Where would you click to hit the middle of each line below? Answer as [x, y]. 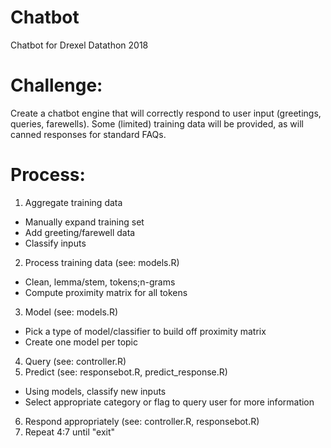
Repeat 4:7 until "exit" [70, 432]
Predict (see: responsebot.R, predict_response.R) [126, 372]
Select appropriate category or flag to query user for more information [169, 402]
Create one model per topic [81, 342]
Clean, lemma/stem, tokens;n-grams [100, 282]
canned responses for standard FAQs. [88, 134]
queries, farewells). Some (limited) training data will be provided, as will [157, 123]
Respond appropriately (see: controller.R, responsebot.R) [142, 421]
